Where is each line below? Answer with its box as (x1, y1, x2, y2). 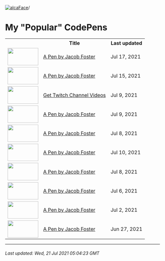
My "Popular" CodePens (5, 22, 108, 33)
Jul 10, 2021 (110, 149, 141, 156)
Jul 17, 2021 (110, 53, 141, 60)
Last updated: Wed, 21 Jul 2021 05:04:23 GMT (5, 250, 100, 256)
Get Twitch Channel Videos (43, 92, 106, 98)
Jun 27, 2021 (110, 226, 142, 232)
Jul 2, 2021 (110, 207, 137, 214)
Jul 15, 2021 (110, 72, 141, 79)
